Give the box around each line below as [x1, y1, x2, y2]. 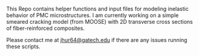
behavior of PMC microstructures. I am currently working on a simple [6, 12, 179, 19]
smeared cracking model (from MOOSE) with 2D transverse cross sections [6, 18, 193, 25]
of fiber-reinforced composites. [6, 24, 85, 32]
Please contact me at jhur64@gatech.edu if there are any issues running [6, 37, 187, 43]
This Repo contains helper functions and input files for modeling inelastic [6, 5, 189, 12]
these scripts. [6, 43, 41, 50]
